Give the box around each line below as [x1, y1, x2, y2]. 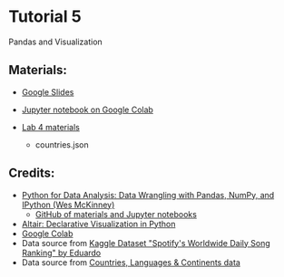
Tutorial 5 [8, 6, 83, 27]
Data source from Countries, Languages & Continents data [21, 256, 241, 268]
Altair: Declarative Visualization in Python [21, 218, 176, 229]
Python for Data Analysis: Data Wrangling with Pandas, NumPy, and [21, 189, 275, 200]
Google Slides [21, 86, 74, 97]
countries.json [34, 138, 89, 150]
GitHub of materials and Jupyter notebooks [34, 208, 197, 219]
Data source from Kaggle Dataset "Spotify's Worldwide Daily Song [21, 237, 271, 248]
